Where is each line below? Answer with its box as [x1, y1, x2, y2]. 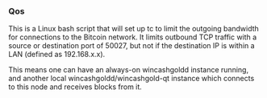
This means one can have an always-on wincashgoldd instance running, [8, 65, 248, 75]
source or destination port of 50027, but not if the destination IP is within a [8, 41, 256, 51]
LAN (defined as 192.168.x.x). [8, 50, 106, 59]
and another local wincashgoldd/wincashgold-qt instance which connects [8, 74, 255, 84]
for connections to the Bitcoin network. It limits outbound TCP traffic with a [8, 32, 257, 42]
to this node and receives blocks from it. [8, 82, 143, 92]
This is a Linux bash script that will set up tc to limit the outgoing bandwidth [8, 24, 260, 34]
